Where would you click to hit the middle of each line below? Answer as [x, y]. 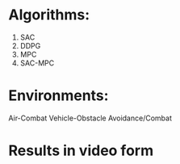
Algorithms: [49, 15]
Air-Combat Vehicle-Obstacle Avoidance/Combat [90, 118]
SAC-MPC [37, 63]
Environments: [59, 96]
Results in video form [81, 151]
